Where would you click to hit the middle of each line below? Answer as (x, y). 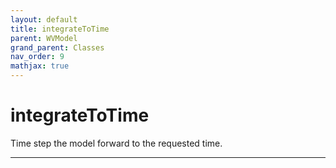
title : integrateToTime (60, 29)
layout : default (44, 19)
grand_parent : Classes (57, 47)
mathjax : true (40, 66)
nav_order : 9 (37, 57)
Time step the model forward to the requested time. (116, 143)
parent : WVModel (44, 38)
